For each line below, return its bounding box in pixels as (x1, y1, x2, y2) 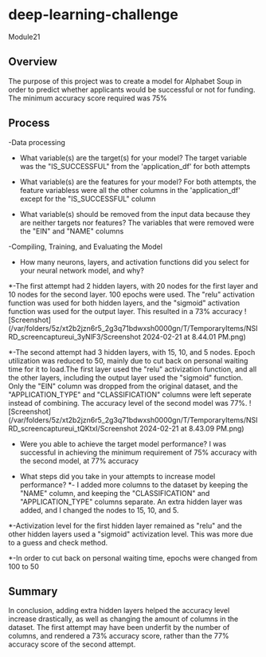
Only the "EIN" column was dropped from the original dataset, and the (8, 381, 239, 391)
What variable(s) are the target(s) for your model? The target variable (19, 153, 248, 163)
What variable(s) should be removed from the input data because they (19, 209, 251, 218)
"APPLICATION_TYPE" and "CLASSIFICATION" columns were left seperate (8, 389, 252, 399)
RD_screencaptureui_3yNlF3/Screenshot (8, 332, 141, 341)
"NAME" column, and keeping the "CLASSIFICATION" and (19, 488, 210, 498)
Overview (8, 55, 58, 69)
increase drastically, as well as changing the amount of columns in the (8, 614, 239, 624)
